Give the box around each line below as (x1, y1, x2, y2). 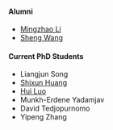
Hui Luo (19, 86, 47, 96)
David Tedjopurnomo (19, 103, 90, 113)
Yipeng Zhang (19, 112, 67, 122)
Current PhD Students (8, 51, 84, 61)
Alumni (8, 6, 34, 16)
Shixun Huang (19, 78, 67, 88)
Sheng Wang (19, 33, 63, 43)
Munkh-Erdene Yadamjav (19, 95, 105, 105)
